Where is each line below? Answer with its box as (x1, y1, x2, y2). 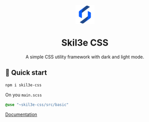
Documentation (5, 111, 37, 117)
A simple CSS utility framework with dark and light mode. (25, 54, 144, 60)
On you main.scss (5, 92, 42, 98)
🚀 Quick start (5, 68, 47, 77)
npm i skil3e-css (5, 83, 42, 88)
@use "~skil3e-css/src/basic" (5, 102, 69, 107)
